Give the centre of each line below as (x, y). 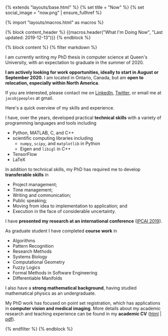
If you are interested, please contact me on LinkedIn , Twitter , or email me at (83, 93)
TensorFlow (25, 154)
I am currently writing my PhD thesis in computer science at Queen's (76, 57)
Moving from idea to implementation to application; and (70, 206)
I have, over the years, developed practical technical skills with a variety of (83, 118)
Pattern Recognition (33, 246)
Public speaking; (30, 201)
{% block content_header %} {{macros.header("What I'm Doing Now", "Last (84, 32)
